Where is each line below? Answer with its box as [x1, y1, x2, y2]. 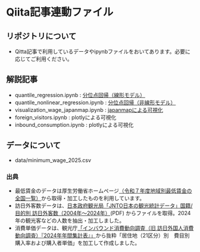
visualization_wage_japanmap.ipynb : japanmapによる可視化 [14, 106, 164, 113]
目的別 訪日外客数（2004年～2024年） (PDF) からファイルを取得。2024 [14, 209, 191, 216]
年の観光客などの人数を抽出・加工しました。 [14, 217, 125, 224]
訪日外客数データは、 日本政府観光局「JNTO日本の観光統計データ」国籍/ [14, 202, 193, 209]
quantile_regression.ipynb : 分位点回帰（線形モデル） [14, 91, 146, 98]
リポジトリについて [6, 31, 77, 41]
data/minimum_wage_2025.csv [14, 156, 91, 164]
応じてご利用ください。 [14, 55, 73, 63]
